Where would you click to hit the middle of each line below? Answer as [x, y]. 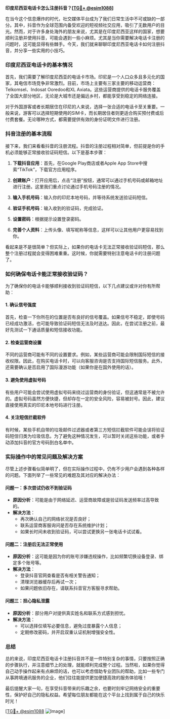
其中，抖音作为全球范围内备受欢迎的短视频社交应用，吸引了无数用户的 [87, 25]
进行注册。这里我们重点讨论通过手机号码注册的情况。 [68, 186]
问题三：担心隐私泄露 [27, 601]
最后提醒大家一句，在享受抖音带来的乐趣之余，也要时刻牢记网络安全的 [78, 688]
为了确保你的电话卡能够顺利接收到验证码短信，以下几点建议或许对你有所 [80, 286]
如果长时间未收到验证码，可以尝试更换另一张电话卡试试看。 [82, 532]
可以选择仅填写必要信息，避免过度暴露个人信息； [71, 626]
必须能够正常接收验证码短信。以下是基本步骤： [58, 152]
